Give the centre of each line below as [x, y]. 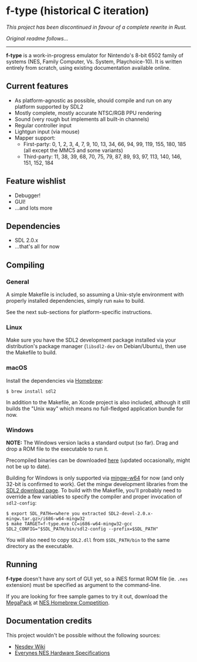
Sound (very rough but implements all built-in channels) [82, 119]
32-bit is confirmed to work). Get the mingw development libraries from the [97, 484]
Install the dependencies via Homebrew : [55, 380]
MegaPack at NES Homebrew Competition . [58, 602]
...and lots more [33, 208]
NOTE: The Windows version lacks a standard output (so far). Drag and [92, 443]
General [18, 282]
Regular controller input [43, 125]
